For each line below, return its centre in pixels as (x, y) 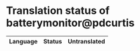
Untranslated (86, 41)
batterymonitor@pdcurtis (70, 23)
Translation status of (58, 11)
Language (24, 41)
